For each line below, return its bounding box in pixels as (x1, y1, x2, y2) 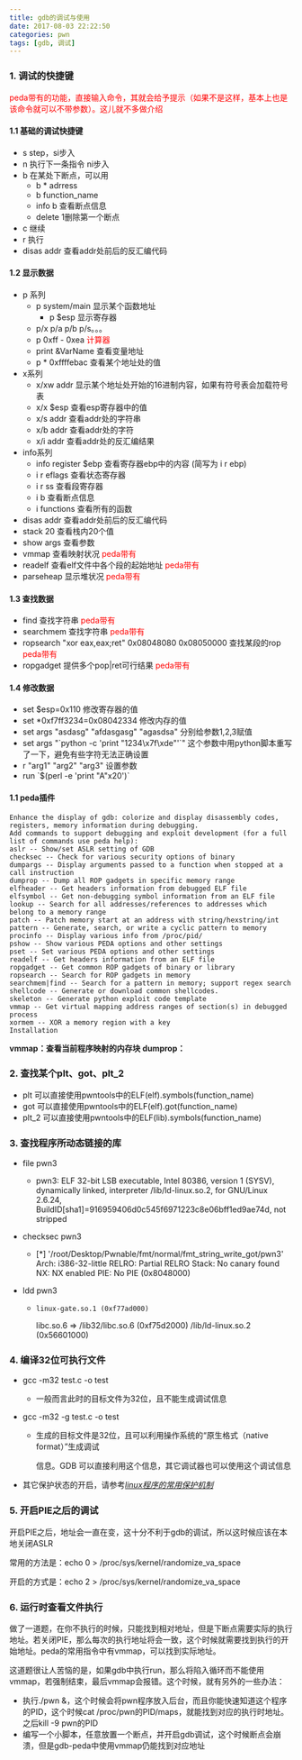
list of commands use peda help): (9, 836, 139, 845)
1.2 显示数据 (9, 268, 54, 278)
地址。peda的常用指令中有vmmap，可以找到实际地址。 (16, 1646, 221, 1656)
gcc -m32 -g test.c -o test (22, 1411, 120, 1422)
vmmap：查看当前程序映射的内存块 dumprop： (9, 1043, 186, 1053)
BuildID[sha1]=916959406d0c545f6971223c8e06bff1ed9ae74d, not (35, 1204, 287, 1215)
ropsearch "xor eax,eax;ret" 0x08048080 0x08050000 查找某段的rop (22, 637, 281, 649)
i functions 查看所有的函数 (35, 503, 133, 514)
